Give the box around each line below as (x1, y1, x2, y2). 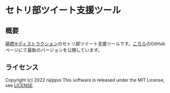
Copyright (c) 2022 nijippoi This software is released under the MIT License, (5, 77, 165, 83)
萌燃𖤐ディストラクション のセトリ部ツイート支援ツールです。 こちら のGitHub (5, 41, 165, 46)
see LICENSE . (5, 82, 34, 88)
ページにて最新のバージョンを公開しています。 (5, 47, 103, 53)
